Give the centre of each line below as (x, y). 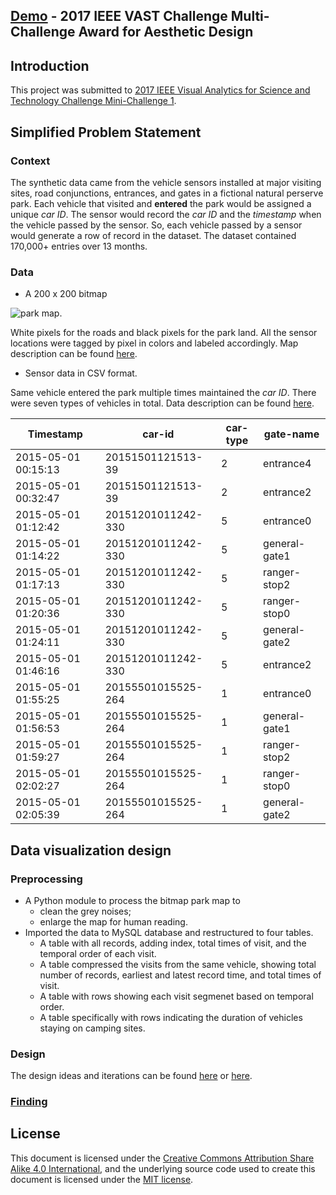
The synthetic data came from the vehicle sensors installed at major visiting (166, 182)
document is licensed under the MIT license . (102, 1179)
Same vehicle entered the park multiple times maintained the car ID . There (163, 393)
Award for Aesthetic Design (166, 32)
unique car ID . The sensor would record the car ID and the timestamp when (166, 214)
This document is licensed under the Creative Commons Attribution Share (162, 1158)
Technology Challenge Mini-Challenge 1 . (93, 101)
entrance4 (287, 464)
